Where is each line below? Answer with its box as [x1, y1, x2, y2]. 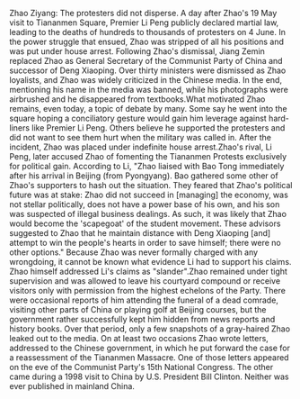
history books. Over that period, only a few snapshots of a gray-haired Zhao [9, 323, 290, 334]
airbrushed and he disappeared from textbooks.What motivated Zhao [9, 94, 266, 104]
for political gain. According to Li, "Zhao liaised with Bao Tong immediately [9, 161, 285, 171]
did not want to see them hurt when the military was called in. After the [9, 132, 272, 142]
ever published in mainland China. [9, 381, 135, 391]
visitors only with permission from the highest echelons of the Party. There [9, 286, 286, 295]
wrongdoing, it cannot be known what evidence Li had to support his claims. [9, 257, 292, 267]
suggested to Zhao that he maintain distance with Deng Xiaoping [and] [9, 228, 271, 238]
